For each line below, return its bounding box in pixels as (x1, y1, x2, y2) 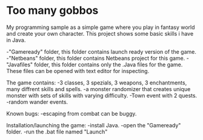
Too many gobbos (6, 4, 99, 17)
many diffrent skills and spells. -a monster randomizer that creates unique (6, 85, 191, 92)
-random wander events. (6, 98, 68, 106)
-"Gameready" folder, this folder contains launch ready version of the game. (6, 48, 197, 55)
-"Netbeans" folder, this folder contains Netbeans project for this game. (6, 54, 185, 62)
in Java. (6, 36, 26, 43)
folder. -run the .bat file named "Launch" (6, 128, 108, 135)
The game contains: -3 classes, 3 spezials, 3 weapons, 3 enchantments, (6, 79, 187, 86)
